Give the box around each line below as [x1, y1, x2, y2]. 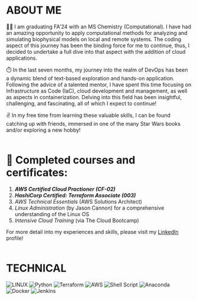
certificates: [6, 166, 68, 180]
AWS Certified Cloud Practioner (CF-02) [14, 185, 116, 193]
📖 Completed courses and [6, 154, 136, 167]
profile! [6, 234, 24, 242]
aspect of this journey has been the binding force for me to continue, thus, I [6, 42, 190, 49]
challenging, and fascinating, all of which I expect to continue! [6, 100, 157, 107]
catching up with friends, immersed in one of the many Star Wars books [6, 120, 181, 127]
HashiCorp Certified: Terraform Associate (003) [14, 191, 136, 198]
